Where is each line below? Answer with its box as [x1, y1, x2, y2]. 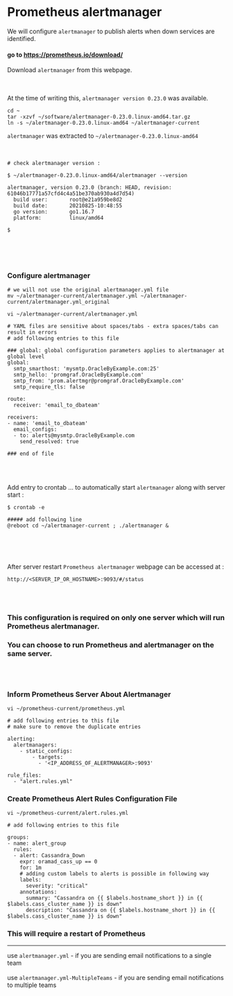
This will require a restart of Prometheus [7, 929, 146, 938]
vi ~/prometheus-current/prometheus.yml [7, 705, 126, 712]
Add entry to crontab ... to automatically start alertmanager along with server [7, 483, 225, 492]
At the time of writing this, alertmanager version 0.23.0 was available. [7, 94, 209, 103]
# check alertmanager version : [7, 160, 101, 167]
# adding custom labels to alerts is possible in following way [19, 870, 209, 877]
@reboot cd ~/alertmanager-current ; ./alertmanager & [7, 522, 169, 529]
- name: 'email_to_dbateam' [7, 420, 89, 427]
